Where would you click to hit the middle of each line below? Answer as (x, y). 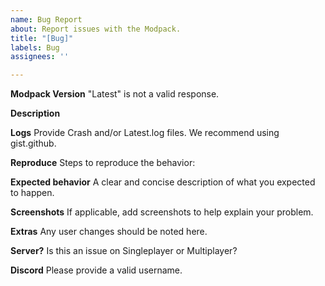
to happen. (32, 193)
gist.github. (33, 143)
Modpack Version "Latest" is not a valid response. (115, 94)
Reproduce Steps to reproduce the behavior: (103, 163)
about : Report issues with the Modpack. (96, 29)
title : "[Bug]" (42, 38)
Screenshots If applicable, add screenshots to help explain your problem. (162, 212)
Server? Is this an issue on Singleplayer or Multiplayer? (124, 251)
